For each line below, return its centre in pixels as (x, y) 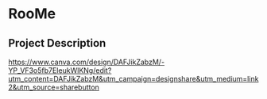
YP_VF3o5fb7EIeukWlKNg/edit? (60, 70)
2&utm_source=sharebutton (54, 87)
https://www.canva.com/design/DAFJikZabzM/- (87, 62)
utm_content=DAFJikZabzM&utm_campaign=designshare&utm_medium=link (133, 79)
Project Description (57, 43)
